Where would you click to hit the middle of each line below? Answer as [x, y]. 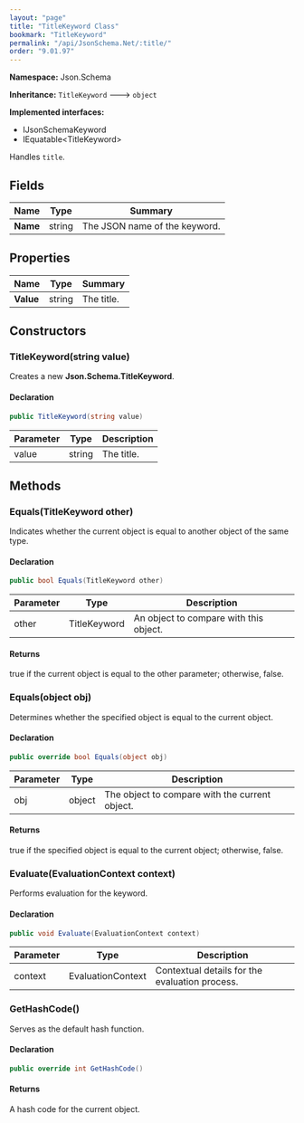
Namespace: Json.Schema [60, 77]
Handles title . [37, 157]
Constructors [48, 331]
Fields [27, 185]
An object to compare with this [199, 618]
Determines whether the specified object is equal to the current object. [142, 717]
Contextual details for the [209, 971]
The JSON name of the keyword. [151, 225]
